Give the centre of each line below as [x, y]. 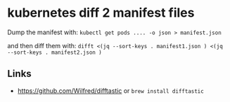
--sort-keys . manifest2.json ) [55, 52]
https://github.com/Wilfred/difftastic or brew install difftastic [110, 90]
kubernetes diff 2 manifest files [101, 13]
